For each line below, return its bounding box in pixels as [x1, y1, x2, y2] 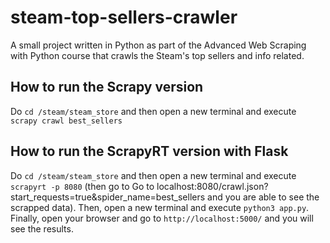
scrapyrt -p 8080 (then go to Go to [10, 180, 155, 192]
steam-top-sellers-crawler [10, 6, 238, 29]
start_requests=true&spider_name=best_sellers [10, 191, 206, 203]
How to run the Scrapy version [10, 79, 204, 96]
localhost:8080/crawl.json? [156, 180, 269, 192]
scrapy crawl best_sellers [10, 116, 123, 126]
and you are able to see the [207, 191, 320, 203]
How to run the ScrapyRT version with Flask [10, 143, 289, 160]
